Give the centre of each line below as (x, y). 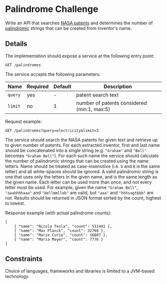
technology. (17, 276)
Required (38, 87)
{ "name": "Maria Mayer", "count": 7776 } (59, 239)
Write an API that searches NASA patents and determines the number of (79, 23)
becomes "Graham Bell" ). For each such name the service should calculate (82, 156)
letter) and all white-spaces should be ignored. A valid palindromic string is (82, 171)
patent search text (97, 95)
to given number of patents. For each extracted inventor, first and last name (83, 145)
